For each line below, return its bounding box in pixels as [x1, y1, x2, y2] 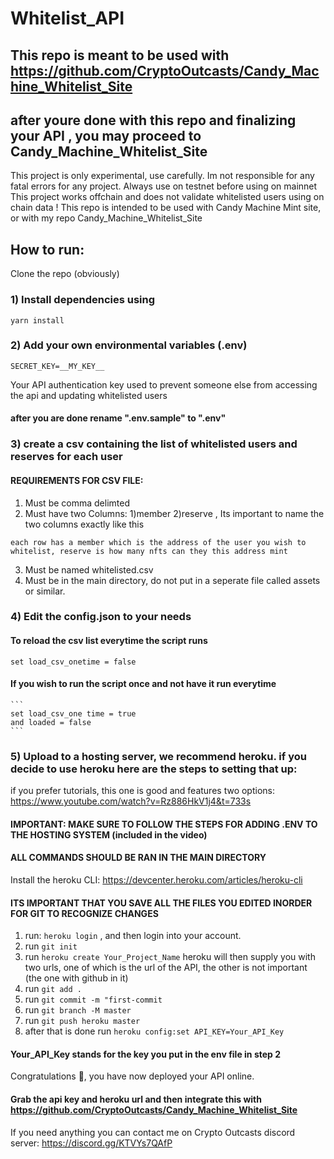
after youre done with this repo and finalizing [10, 112, 297, 129]
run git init [24, 940, 78, 952]
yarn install [10, 315, 65, 326]
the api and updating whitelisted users [10, 389, 168, 401]
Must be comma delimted [24, 497, 130, 509]
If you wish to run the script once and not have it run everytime [10, 678, 277, 690]
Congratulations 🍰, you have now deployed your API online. [10, 1070, 255, 1082]
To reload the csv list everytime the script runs [10, 635, 208, 647]
